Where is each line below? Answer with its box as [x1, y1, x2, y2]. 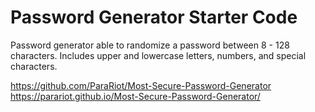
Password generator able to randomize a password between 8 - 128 [10, 39, 290, 51]
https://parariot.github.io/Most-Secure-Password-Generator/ [10, 90, 261, 102]
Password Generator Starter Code [10, 6, 298, 29]
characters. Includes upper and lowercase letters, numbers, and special [10, 49, 307, 61]
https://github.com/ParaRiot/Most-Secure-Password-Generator [10, 79, 272, 91]
